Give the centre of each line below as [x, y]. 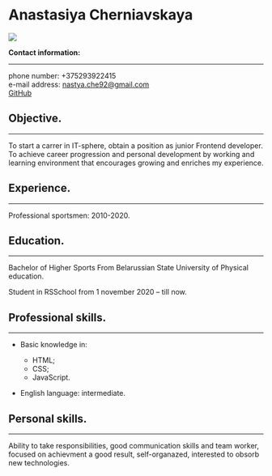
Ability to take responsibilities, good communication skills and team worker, [134, 446]
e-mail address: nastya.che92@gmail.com [79, 84]
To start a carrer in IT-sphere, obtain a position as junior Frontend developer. [136, 145]
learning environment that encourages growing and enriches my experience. [136, 163]
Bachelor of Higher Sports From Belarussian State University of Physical [129, 268]
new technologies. [39, 463]
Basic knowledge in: [53, 345]
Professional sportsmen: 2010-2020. [69, 215]
